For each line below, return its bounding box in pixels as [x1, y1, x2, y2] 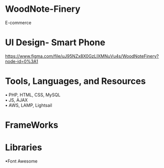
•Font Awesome [5, 158, 38, 164]
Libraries [5, 142, 42, 153]
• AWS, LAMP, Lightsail [5, 102, 53, 108]
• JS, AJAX [5, 97, 28, 103]
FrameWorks [5, 119, 58, 131]
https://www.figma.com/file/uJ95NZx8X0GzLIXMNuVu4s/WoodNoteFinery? [5, 53, 159, 59]
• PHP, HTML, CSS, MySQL [5, 92, 60, 98]
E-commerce [5, 20, 32, 26]
